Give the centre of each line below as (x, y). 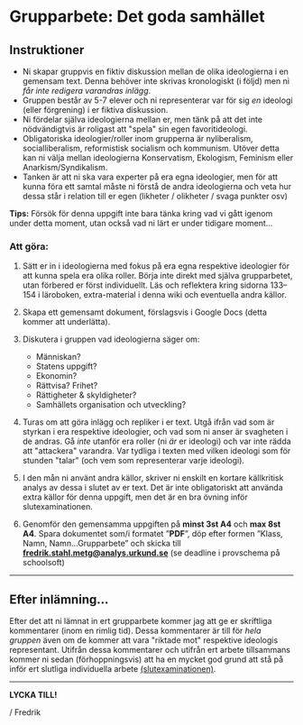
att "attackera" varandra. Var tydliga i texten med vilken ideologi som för (156, 451)
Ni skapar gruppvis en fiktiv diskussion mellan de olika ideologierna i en (155, 71)
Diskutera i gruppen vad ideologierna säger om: (111, 339)
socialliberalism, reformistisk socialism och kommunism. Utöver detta (151, 148)
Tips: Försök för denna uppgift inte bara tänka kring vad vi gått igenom (141, 213)
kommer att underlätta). (66, 322)
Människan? (58, 357)
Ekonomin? (56, 376)
